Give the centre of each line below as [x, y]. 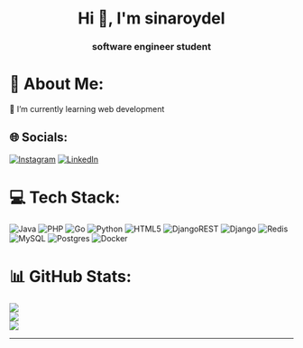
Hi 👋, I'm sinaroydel [151, 19]
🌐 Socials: [39, 138]
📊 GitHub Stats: [71, 276]
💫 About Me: [57, 84]
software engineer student [151, 47]
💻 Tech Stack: [65, 198]
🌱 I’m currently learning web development [87, 109]
